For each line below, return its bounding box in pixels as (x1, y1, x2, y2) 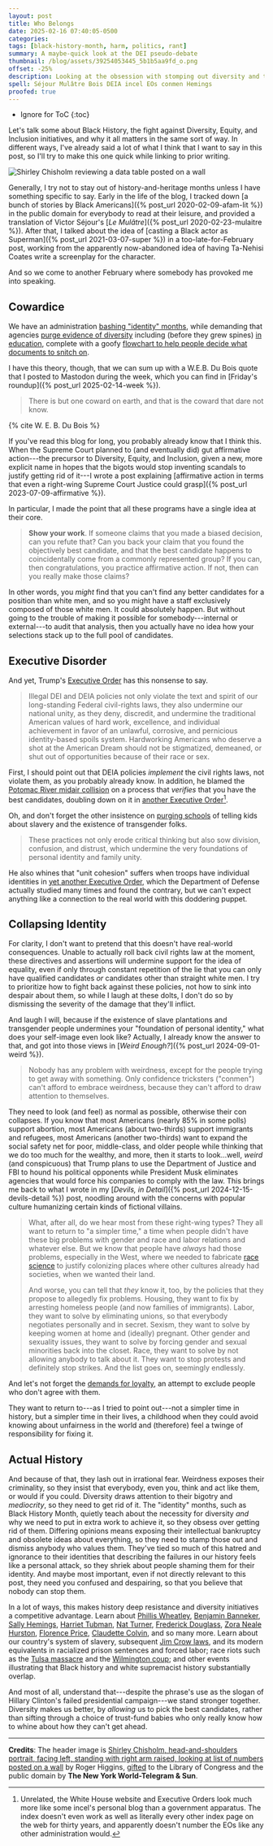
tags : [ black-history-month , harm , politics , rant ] (8, 42, 187, 50)
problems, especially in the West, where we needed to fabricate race (28, 1253, 259, 1262)
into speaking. (8, 276, 56, 286)
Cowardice (8, 300, 65, 314)
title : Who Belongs (8, 20, 75, 28)
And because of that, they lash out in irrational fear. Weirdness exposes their (8, 1475, 265, 1484)
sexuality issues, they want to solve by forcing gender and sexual (28, 1337, 248, 1347)
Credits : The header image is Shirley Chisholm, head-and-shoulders (8, 1745, 238, 1755)
